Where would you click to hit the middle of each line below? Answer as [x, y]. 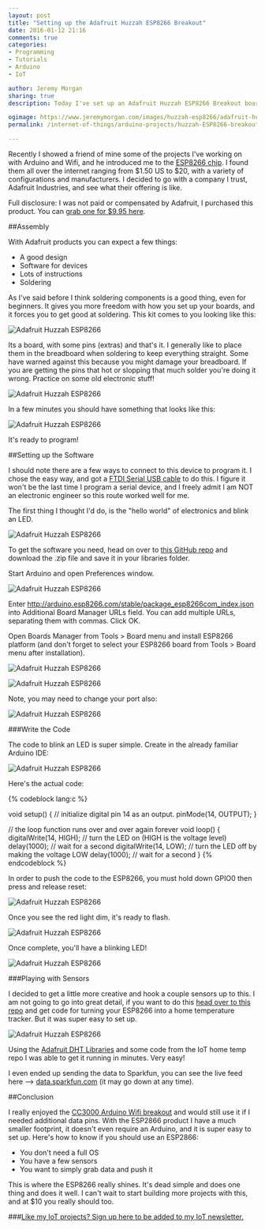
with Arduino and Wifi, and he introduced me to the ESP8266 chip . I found [128, 162]
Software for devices [54, 266]
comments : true [33, 37]
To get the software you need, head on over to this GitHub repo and [118, 550]
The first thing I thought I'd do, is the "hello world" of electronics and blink [129, 511]
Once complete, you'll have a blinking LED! [78, 948]
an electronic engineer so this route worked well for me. [99, 495]
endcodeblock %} [37, 863]
